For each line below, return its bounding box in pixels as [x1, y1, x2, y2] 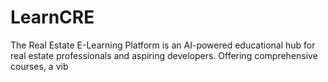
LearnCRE [10, 6, 95, 29]
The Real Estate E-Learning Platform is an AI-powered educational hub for [10, 39, 316, 51]
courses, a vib [10, 60, 69, 72]
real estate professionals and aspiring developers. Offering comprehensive [10, 49, 318, 61]
